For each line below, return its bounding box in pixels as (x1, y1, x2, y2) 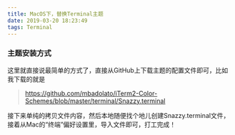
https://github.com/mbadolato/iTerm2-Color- (24, 89, 158, 97)
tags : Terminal (7, 23, 53, 31)
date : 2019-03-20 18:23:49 (7, 17, 88, 24)
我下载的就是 (7, 75, 45, 83)
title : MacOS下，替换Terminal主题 (7, 10, 104, 18)
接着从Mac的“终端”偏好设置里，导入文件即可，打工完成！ (7, 120, 176, 129)
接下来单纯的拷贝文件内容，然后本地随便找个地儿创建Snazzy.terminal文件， (7, 111, 230, 119)
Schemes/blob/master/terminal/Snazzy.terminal (24, 97, 166, 105)
